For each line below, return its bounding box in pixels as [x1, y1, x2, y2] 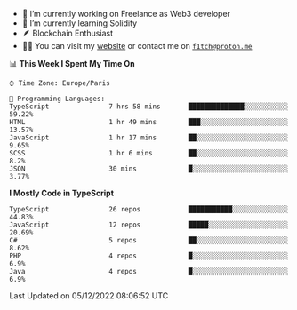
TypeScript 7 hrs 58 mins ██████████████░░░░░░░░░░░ [9, 102, 289, 111]
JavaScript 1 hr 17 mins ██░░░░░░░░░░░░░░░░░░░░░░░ [9, 133, 289, 142]
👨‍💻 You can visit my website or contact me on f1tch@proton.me [21, 41, 253, 51]
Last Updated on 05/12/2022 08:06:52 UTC [9, 290, 169, 301]
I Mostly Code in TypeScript [9, 187, 114, 198]
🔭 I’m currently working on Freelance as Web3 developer [21, 9, 231, 19]
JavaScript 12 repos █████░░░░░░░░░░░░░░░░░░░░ [9, 220, 289, 229]
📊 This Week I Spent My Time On [9, 59, 135, 68]
